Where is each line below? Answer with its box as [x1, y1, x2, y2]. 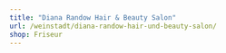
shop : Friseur [9, 30, 64, 39]
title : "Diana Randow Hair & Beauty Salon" [9, 13, 177, 22]
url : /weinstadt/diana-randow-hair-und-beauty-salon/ [9, 22, 218, 31]
